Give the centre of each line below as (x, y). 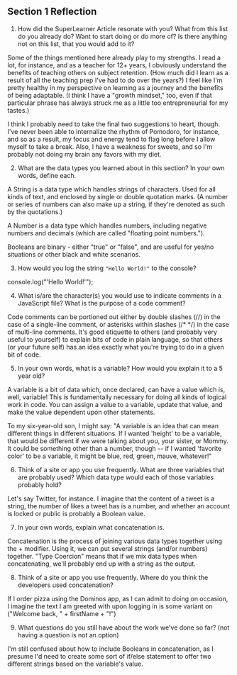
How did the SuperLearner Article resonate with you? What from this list (123, 28)
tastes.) (18, 110)
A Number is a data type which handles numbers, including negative (107, 225)
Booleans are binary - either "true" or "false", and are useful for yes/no (111, 247)
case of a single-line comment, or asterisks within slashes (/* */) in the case (118, 324)
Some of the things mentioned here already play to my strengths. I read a (114, 57)
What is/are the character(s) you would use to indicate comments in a (119, 295)
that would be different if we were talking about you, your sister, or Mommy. (118, 441)
